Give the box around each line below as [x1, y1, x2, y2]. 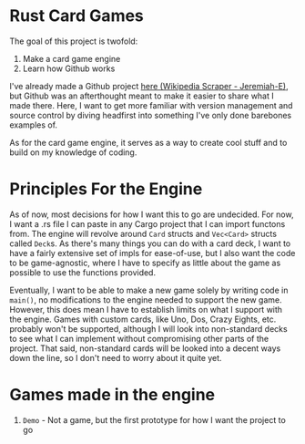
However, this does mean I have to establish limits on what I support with [9, 304, 283, 315]
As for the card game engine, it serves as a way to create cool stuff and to [9, 137, 288, 148]
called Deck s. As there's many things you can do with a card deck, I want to [9, 238, 291, 249]
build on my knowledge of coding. [9, 147, 137, 158]
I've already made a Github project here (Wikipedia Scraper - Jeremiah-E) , [9, 80, 289, 91]
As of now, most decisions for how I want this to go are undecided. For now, [9, 209, 294, 220]
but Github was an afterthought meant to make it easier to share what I [9, 90, 275, 101]
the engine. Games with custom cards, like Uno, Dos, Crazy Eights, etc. [9, 314, 277, 325]
